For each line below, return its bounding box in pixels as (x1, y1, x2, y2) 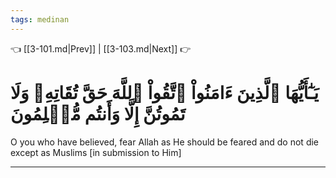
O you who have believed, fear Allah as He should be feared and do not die (10, 136, 320, 148)
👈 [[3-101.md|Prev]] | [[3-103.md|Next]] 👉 (10, 42, 192, 55)
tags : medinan (10, 14, 70, 25)
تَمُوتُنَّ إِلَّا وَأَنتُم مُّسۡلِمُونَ (10, 102, 186, 125)
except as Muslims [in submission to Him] (10, 146, 182, 158)
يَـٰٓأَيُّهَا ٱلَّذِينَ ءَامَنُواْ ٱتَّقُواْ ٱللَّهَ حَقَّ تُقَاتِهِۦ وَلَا (10, 81, 320, 104)
